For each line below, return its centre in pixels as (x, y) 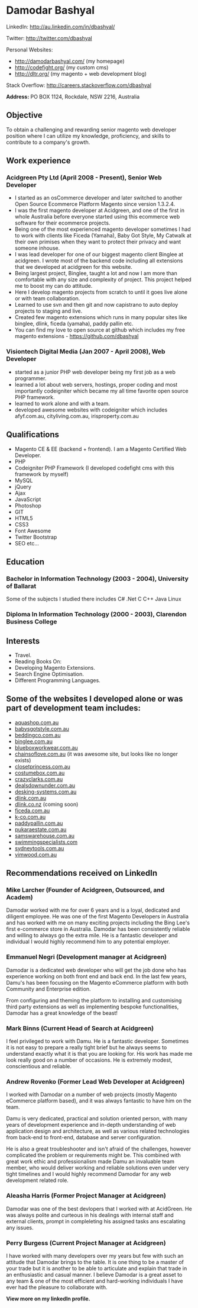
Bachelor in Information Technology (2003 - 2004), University (98, 579)
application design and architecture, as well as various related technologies (98, 1131)
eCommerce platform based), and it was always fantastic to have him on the (99, 1101)
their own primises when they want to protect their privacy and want (98, 242)
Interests (23, 641)
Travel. (23, 655)
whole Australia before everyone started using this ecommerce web (97, 217)
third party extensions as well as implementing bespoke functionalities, (92, 1007)
